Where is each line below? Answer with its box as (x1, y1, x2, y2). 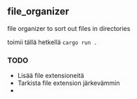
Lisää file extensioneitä (17, 72, 84, 80)
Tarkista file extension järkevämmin (17, 79, 121, 87)
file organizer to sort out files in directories (7, 24, 131, 32)
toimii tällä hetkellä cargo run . (7, 38, 98, 46)
